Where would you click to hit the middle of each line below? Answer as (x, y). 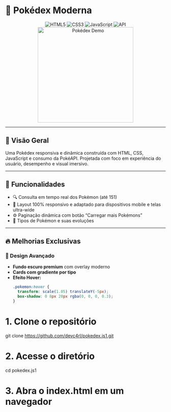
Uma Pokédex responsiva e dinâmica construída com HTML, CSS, (74, 153)
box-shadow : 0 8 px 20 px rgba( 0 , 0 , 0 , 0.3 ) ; (65, 297)
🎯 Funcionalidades (35, 184)
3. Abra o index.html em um (65, 391)
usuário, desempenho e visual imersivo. (47, 164)
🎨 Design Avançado (30, 255)
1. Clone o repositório (51, 321)
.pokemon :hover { (31, 287)
